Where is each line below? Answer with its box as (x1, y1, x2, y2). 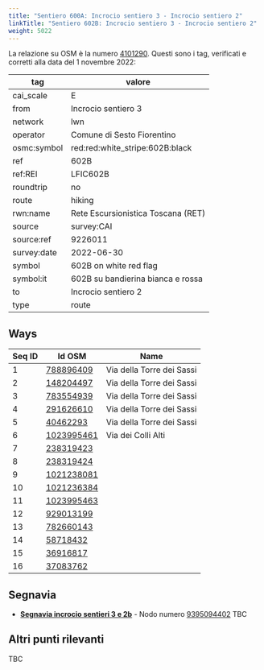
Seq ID (12, 351, 39, 362)
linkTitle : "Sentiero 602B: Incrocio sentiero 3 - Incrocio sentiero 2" (8, 19, 258, 27)
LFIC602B (71, 168, 110, 180)
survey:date (12, 247, 58, 258)
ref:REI (12, 168, 38, 180)
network (12, 116, 44, 127)
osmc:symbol (12, 143, 64, 154)
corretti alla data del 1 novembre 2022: (8, 57, 137, 67)
